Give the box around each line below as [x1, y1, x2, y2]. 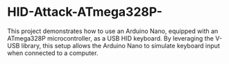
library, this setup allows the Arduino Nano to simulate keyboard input [21, 41, 220, 50]
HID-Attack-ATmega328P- [7, 4, 163, 20]
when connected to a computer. [7, 49, 99, 57]
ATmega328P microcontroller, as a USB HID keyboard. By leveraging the [7, 34, 214, 42]
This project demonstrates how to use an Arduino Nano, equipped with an [7, 27, 219, 35]
